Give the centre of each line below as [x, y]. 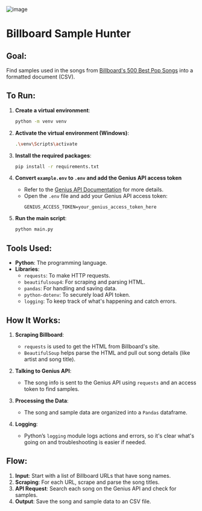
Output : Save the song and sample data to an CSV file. [83, 501]
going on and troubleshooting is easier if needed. [85, 442]
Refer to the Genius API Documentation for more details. [94, 189]
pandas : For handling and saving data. [71, 288]
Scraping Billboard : [39, 334]
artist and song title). [50, 359]
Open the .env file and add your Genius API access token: [96, 196]
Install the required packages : [53, 155]
